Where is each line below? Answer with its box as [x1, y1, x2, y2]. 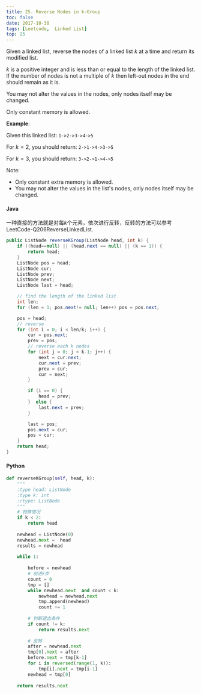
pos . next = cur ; [28, 427, 68, 433]
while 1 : [17, 554, 39, 560]
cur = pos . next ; [28, 332, 68, 338]
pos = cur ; [28, 432, 55, 439]
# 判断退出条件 [28, 616, 60, 622]
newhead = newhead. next [38, 593, 98, 599]
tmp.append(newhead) [38, 599, 90, 605]
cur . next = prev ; [38, 360, 82, 366]
